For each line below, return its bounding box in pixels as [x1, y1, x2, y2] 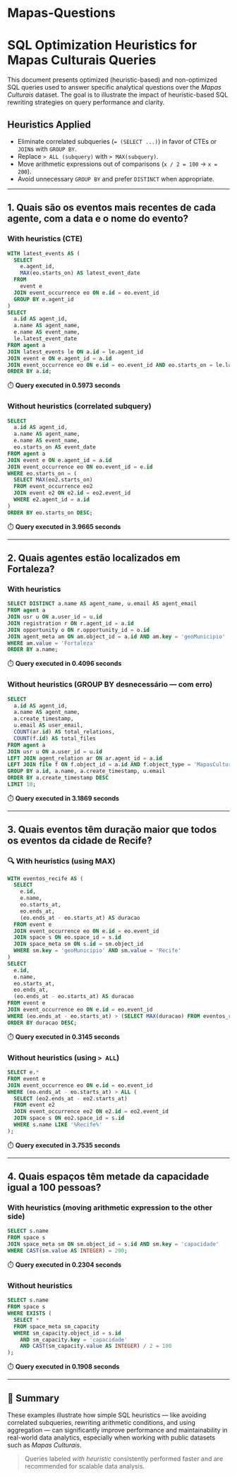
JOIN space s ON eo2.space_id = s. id [13, 1114, 125, 1122]
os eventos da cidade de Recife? [7, 834, 153, 847]
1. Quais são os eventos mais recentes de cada [7, 202, 217, 214]
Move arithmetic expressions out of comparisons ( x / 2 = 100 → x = [17, 159, 218, 168]
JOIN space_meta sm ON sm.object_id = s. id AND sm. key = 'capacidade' [7, 1241, 219, 1248]
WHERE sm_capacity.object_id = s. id [13, 1330, 121, 1337]
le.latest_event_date [13, 335, 78, 342]
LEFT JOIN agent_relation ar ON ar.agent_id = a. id [7, 755, 162, 762]
